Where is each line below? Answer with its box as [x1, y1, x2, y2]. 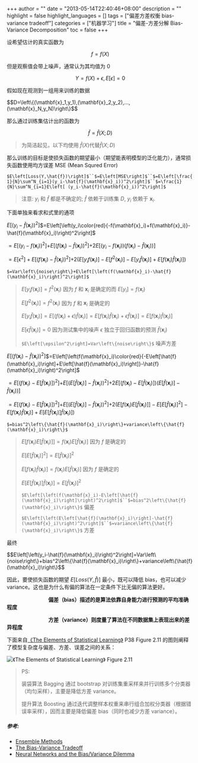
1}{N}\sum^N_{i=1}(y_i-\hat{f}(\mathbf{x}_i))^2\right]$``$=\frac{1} [7, 179, 183, 185]
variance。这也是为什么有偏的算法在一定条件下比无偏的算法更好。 [7, 583, 168, 591]
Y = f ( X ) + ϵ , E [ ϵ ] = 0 [75, 74, 126, 82]
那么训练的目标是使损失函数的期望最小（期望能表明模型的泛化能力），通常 [7, 154, 186, 161]
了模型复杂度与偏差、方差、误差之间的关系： [7, 644, 116, 651]
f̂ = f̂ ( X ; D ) [88, 129, 113, 136]
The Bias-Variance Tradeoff [15, 744, 83, 752]
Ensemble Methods [15, 738, 63, 745]
